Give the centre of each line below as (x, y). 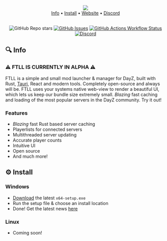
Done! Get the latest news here (45, 209)
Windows (17, 187)
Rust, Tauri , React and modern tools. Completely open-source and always (83, 84)
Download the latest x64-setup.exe (49, 198)
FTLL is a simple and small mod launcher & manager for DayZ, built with (81, 78)
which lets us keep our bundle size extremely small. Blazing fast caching (81, 94)
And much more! (30, 156)
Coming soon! (27, 232)
